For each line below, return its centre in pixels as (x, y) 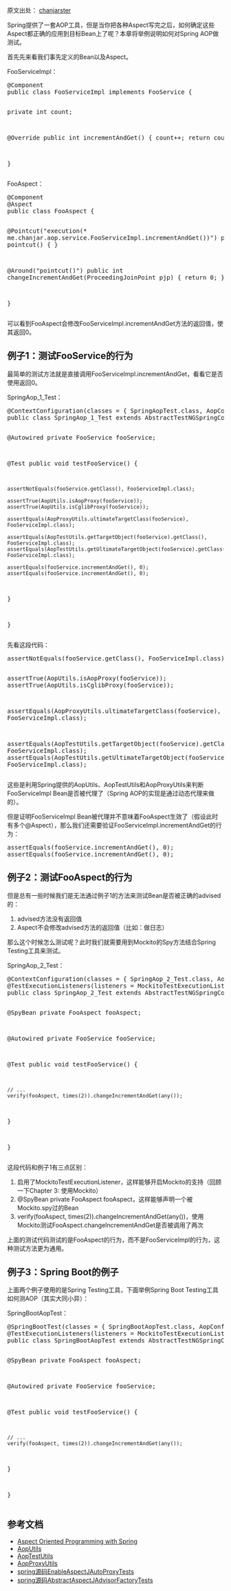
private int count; (40, 112)
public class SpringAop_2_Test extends (74, 993)
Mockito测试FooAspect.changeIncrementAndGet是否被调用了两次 (110, 1225)
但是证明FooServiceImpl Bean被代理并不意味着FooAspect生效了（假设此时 (113, 817)
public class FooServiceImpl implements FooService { (100, 92)
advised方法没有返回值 (49, 919)
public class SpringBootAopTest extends (76, 1341)
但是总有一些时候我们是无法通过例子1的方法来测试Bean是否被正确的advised (114, 895)
